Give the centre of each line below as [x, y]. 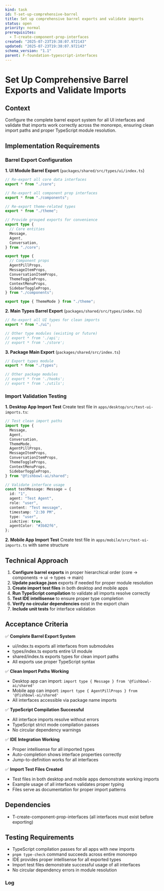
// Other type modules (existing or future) [51, 333]
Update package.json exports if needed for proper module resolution [82, 583]
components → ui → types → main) [48, 577]
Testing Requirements [40, 838]
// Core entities [27, 229]
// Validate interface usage [35, 485]
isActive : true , [26, 521]
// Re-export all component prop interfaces [51, 193]
